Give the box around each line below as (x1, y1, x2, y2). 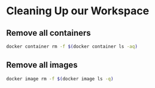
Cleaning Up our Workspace (6, 4, 150, 18)
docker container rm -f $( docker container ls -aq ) (6, 43, 138, 49)
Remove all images (6, 60, 78, 70)
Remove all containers (6, 28, 91, 38)
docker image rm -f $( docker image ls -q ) (6, 76, 114, 81)
